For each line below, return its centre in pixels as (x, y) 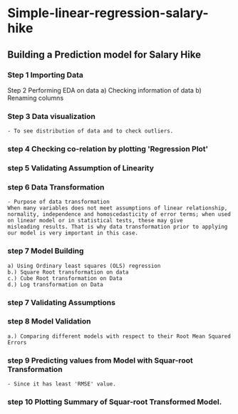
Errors (17, 342)
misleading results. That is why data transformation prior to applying (118, 227)
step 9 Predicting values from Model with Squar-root (100, 360)
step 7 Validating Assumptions (62, 302)
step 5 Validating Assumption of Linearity (81, 168)
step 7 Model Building (46, 251)
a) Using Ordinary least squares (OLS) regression (84, 266)
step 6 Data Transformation (56, 187)
